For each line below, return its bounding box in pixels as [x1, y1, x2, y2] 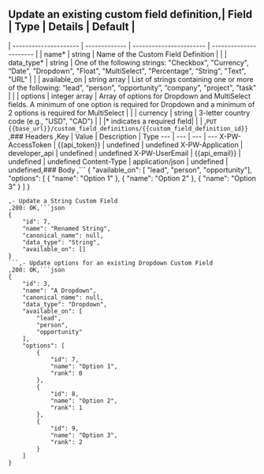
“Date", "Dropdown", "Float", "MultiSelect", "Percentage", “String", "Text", [8, 66, 247, 76]
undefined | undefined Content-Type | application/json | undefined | [8, 157, 229, 166]
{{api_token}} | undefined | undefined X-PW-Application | [58, 139, 243, 150]
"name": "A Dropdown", [22, 287, 97, 294]
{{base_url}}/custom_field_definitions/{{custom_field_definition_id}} [8, 124, 248, 132]
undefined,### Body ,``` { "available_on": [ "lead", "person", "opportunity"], [8, 165, 252, 174]
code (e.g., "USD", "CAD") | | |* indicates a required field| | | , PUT [8, 116, 218, 126]
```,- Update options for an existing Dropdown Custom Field [8, 259, 214, 267]
